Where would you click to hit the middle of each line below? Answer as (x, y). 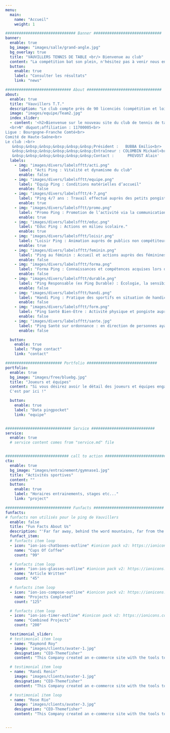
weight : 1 (25, 24)
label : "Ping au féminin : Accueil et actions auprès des (81, 255)
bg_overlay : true (28, 52)
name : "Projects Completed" (44, 597)
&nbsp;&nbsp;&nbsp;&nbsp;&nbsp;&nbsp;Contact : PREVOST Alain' (86, 156)
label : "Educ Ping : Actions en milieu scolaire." (73, 227)
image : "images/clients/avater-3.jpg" (55, 705)
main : (16, 15)
